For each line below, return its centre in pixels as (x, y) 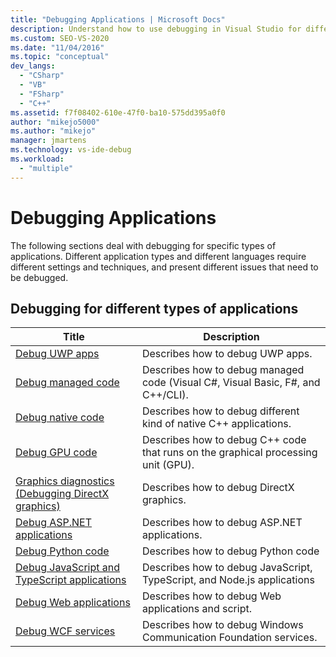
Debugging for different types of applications (154, 308)
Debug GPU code (56, 453)
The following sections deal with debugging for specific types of (143, 245)
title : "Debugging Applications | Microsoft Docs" (118, 19)
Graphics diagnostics (65, 481)
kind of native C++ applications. (216, 424)
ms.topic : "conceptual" (60, 57)
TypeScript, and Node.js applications (228, 580)
